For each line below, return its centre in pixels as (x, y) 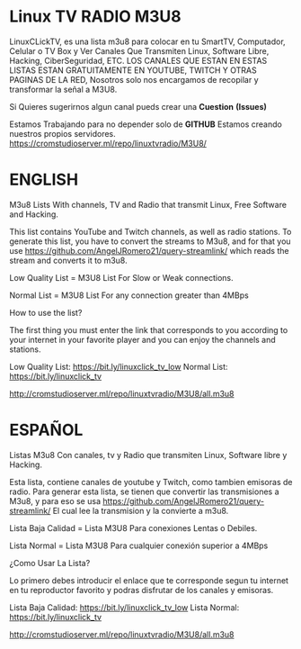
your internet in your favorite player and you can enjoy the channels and (142, 339)
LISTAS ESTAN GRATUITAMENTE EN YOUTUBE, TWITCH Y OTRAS (133, 70)
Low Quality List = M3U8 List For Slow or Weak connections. (121, 277)
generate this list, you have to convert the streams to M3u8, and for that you (150, 241)
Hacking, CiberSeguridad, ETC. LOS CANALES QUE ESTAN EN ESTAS (138, 60)
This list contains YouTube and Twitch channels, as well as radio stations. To (150, 231)
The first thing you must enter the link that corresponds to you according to (149, 329)
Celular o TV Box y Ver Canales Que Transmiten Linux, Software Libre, (139, 50)
